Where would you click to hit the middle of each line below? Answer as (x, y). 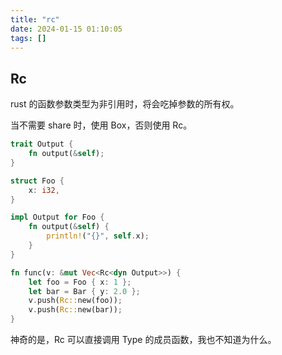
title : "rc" (35, 19)
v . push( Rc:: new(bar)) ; (75, 310)
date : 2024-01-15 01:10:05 (66, 29)
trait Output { (42, 144)
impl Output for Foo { (57, 217)
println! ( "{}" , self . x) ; (98, 236)
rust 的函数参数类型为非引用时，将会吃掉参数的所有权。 (125, 104)
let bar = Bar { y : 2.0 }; (84, 291)
